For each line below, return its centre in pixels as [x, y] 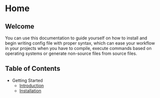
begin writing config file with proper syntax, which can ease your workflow [80, 43]
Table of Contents [33, 69]
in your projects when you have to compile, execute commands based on [78, 48]
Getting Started [27, 80]
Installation [30, 91]
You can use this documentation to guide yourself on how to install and [76, 38]
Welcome [20, 26]
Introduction [32, 85]
